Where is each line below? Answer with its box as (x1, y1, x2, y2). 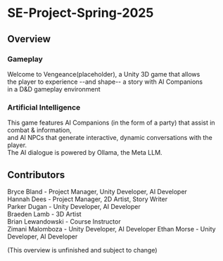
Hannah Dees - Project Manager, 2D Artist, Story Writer (7, 195, 167, 203)
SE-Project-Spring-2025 (7, 5, 154, 21)
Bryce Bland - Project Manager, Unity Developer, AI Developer (7, 187, 188, 196)
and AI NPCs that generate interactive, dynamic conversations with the (7, 134, 212, 142)
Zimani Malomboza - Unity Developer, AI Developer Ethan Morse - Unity (7, 224, 216, 233)
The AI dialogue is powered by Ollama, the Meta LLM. (7, 148, 163, 157)
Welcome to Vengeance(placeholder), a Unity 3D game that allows (7, 70, 200, 78)
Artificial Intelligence (7, 102, 81, 112)
